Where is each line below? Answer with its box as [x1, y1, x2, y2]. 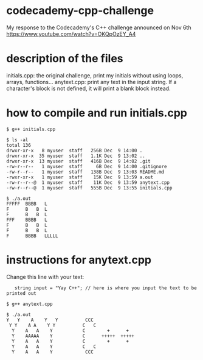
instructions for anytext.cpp [6, 253, 152, 267]
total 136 [6, 142, 32, 148]
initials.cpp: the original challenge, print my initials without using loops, [6, 71, 184, 79]
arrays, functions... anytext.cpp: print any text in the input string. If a [6, 78, 177, 85]
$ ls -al [6, 136, 29, 143]
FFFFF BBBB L [6, 200, 47, 207]
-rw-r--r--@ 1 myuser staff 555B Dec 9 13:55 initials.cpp [6, 185, 173, 191]
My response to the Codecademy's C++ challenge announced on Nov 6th [6, 24, 191, 31]
